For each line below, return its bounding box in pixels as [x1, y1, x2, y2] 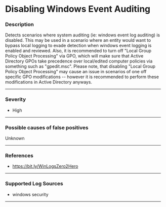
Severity [5, 96, 26, 103]
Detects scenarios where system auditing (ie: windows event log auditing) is [5, 32, 160, 38]
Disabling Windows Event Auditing [5, 3, 151, 15]
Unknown [5, 135, 25, 141]
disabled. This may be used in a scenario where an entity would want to [5, 37, 151, 43]
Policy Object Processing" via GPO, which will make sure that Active [5, 53, 144, 59]
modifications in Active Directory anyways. [5, 79, 92, 85]
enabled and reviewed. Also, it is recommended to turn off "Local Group [5, 48, 152, 54]
